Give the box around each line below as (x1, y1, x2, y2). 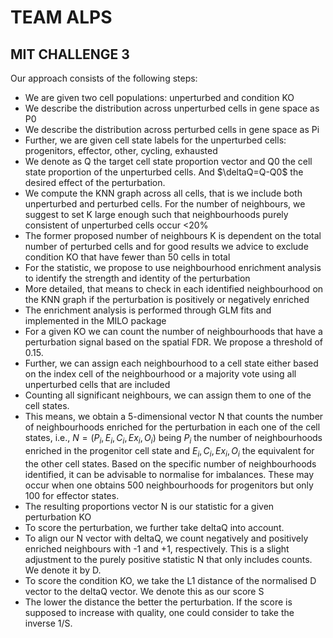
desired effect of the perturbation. (24, 177, 166, 188)
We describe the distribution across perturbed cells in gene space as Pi (24, 124, 320, 135)
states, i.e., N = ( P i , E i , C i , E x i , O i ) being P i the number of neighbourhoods (24, 432, 323, 446)
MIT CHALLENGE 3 (10, 46, 130, 63)
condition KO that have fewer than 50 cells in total (24, 251, 231, 263)
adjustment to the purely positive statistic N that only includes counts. (24, 553, 313, 565)
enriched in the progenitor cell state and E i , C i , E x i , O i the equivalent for (24, 444, 315, 459)
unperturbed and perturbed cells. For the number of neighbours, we (24, 198, 306, 210)
